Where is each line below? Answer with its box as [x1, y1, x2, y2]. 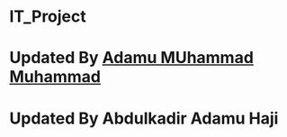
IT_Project [9, 6, 87, 27]
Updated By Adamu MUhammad [9, 48, 255, 68]
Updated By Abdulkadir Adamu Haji [9, 108, 279, 128]
